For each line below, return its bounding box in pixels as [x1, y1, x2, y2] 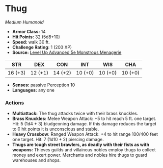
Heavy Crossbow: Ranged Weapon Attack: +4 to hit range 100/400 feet [12, 131, 158, 137]
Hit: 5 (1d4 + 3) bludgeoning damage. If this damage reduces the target [12, 121, 157, 127]
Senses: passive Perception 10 [12, 82, 75, 88]
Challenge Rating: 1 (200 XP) [12, 44, 72, 50]
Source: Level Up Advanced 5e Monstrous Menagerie [12, 49, 122, 55]
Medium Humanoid [5, 19, 44, 25]
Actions [5, 99, 25, 106]
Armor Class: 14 [12, 28, 46, 34]
